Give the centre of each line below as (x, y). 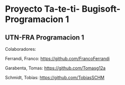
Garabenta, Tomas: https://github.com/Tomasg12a (55, 68)
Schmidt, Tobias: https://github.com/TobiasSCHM (55, 77)
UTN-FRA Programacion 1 (45, 37)
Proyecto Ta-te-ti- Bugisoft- (63, 9)
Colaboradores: (21, 49)
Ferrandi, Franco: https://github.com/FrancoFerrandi (57, 59)
